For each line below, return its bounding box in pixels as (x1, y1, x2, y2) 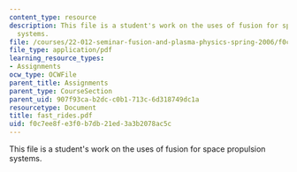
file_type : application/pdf (9, 46, 113, 55)
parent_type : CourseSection (9, 86, 113, 95)
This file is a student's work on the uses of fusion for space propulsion (9, 144, 266, 154)
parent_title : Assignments (9, 79, 109, 87)
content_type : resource (9, 12, 97, 22)
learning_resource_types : (9, 54, 104, 63)
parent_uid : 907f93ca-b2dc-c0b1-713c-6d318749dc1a (9, 94, 200, 104)
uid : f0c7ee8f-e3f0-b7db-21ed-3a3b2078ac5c (9, 120, 172, 129)
